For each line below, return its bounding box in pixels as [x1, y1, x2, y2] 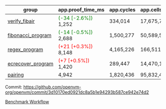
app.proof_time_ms [58, 6, 105, 13]
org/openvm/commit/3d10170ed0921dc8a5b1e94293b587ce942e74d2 [5, 89, 149, 95]
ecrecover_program [7, 60, 53, 67]
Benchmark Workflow [5, 99, 49, 105]
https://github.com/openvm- [23, 84, 82, 90]
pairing [7, 72, 24, 78]
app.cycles [109, 6, 136, 13]
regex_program [7, 46, 43, 53]
